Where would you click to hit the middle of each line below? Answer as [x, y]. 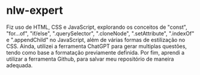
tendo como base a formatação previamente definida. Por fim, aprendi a [95, 52]
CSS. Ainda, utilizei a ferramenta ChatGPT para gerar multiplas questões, [97, 46]
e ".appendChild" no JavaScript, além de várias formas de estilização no [96, 40]
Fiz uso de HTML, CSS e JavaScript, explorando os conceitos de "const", [97, 27]
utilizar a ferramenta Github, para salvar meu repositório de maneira [90, 59]
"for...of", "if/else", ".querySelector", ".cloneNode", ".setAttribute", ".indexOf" [100, 33]
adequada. [20, 65]
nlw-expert [35, 10]
